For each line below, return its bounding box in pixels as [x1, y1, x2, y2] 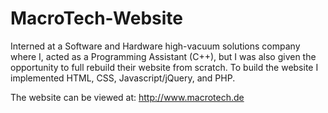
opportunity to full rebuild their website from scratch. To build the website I [10, 61, 319, 73]
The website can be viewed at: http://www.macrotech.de [10, 91, 245, 103]
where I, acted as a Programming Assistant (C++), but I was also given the [10, 50, 317, 62]
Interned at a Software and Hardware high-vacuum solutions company [10, 40, 301, 52]
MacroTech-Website [10, 7, 183, 30]
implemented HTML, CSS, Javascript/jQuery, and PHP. [10, 72, 236, 84]
